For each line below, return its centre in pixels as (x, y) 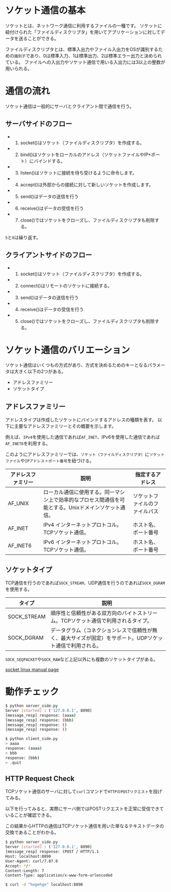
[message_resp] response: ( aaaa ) (41, 715)
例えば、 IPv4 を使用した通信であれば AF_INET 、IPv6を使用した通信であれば (83, 437)
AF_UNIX (18, 504)
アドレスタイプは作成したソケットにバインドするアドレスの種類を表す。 (81, 420)
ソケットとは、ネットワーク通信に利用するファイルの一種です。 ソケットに (84, 26)
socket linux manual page (32, 670)
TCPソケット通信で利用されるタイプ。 (107, 621)
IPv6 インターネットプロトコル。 (82, 542)
